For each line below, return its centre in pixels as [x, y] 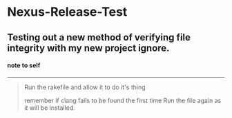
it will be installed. [50, 108]
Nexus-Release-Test [67, 12]
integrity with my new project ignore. [88, 48]
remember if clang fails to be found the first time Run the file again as [123, 100]
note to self [24, 65]
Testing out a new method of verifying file [99, 37]
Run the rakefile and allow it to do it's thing [85, 87]
